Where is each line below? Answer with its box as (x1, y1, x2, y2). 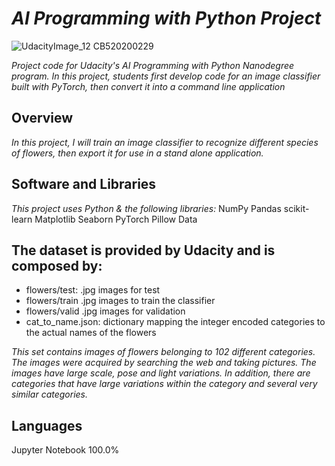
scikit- (283, 202, 310, 214)
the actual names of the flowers (25, 327, 157, 339)
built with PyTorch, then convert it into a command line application (11, 80, 286, 92)
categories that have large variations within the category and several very (11, 378, 318, 390)
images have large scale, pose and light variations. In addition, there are (11, 367, 311, 379)
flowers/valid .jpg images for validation (25, 305, 186, 317)
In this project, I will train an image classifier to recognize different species (11, 136, 319, 148)
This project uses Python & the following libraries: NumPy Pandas (11, 202, 282, 214)
